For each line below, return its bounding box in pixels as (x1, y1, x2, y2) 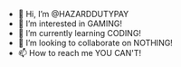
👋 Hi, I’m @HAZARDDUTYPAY (17, 9, 129, 19)
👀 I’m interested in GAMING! (17, 18, 123, 29)
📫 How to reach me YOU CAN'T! (17, 48, 142, 58)
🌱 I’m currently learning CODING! (17, 28, 142, 38)
